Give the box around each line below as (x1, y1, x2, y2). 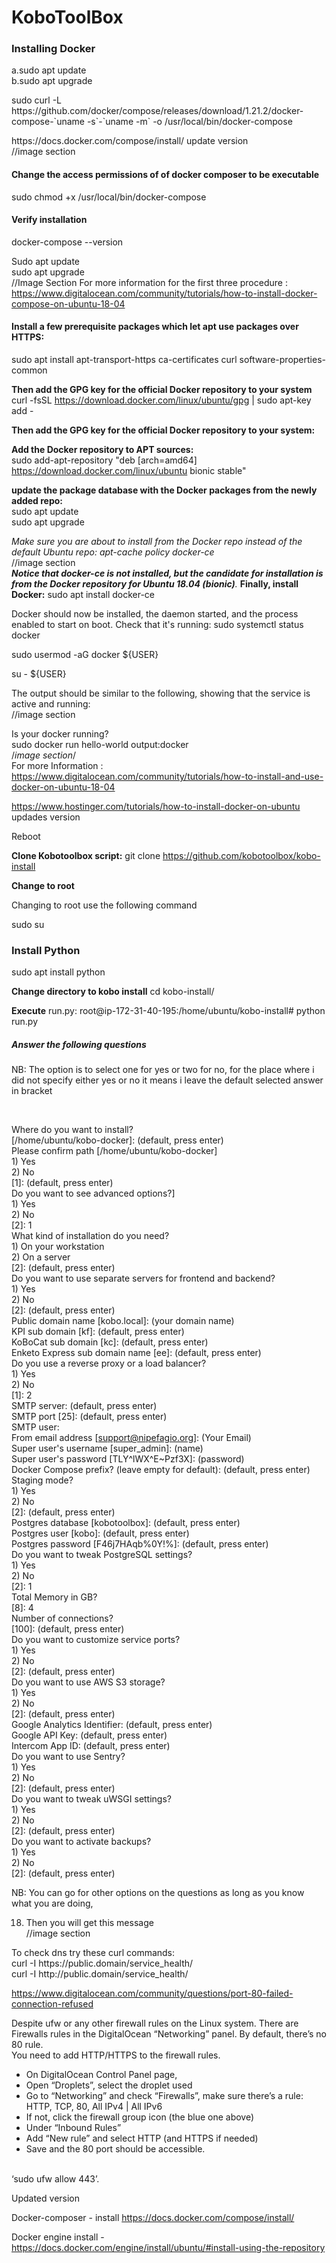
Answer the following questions (11, 1038, 147, 1050)
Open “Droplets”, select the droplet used (25, 2079, 193, 2091)
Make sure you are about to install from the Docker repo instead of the (11, 536, 303, 548)
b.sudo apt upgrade (11, 75, 93, 87)
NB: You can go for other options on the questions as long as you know (11, 1887, 305, 1899)
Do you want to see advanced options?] (11, 1187, 176, 1200)
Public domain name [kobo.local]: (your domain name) (11, 1315, 235, 1327)
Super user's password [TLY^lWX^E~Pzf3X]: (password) (11, 1453, 245, 1465)
